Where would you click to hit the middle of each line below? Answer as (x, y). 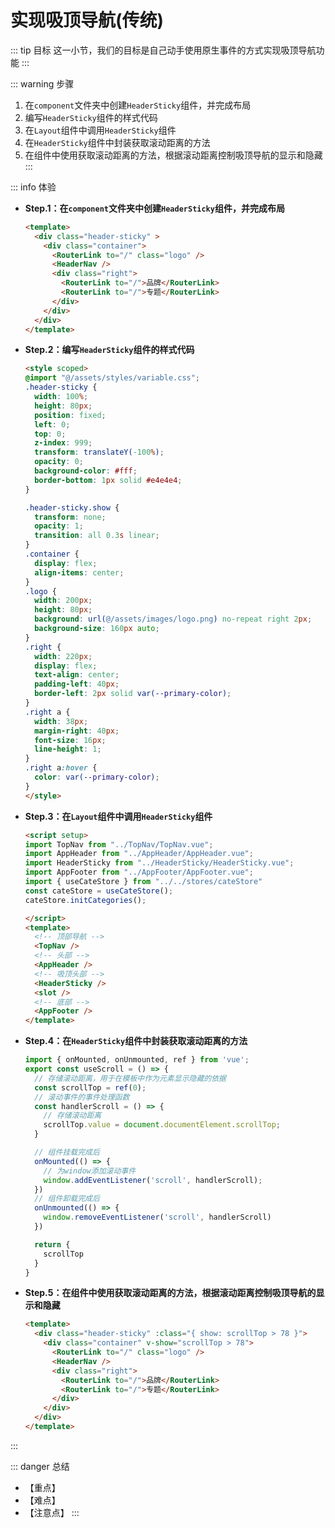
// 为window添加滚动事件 (90, 1171)
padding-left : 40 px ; (77, 684)
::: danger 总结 (40, 1466)
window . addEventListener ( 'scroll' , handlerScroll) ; (153, 1180)
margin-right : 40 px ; (77, 731)
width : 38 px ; (61, 721)
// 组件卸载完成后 (67, 1199)
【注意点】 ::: (52, 1512)
